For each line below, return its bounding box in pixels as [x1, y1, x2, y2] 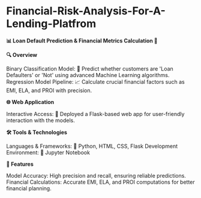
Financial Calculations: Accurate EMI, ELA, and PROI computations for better [6, 178, 195, 185]
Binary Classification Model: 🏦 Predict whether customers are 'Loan [6, 65, 174, 72]
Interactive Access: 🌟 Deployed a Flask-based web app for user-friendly [6, 110, 185, 117]
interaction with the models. [6, 117, 75, 124]
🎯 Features [6, 160, 34, 167]
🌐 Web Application [6, 98, 55, 105]
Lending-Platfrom [6, 17, 97, 31]
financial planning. [6, 184, 52, 192]
